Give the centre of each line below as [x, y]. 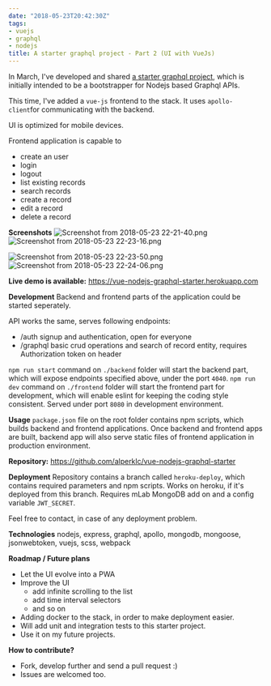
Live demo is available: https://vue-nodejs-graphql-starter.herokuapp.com [133, 281]
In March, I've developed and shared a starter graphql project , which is [127, 77]
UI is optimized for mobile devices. [66, 125]
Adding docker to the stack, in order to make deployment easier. [127, 617]
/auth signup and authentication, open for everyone [106, 337]
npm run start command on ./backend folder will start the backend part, [129, 370]
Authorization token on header [71, 354]
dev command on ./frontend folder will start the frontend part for [116, 387]
